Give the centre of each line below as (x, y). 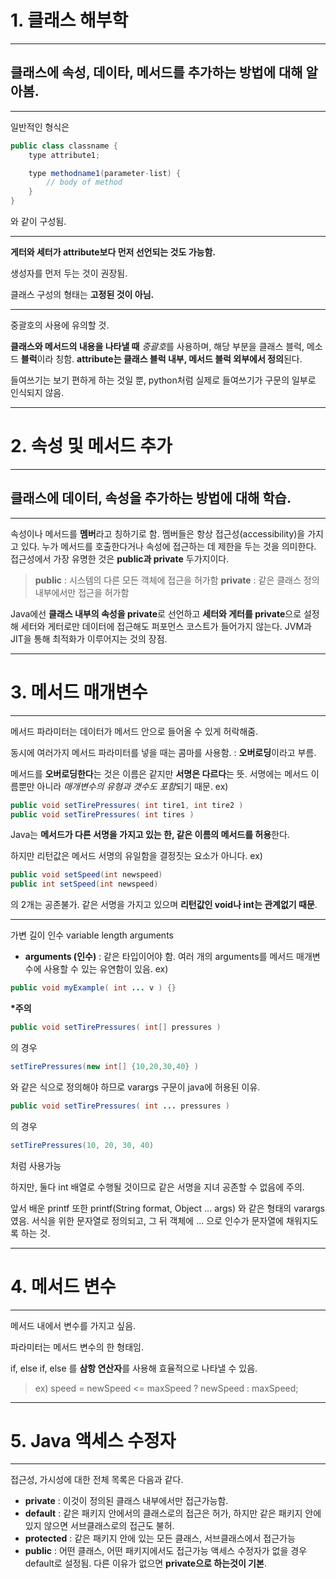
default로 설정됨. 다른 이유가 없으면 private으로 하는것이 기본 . (145, 1563)
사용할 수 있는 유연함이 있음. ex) (106, 969)
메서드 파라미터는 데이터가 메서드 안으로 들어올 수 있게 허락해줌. (134, 731)
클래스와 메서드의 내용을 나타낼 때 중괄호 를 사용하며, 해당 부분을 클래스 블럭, (157, 346)
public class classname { (64, 146)
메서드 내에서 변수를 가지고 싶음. (73, 1325)
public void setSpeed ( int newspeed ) (86, 875)
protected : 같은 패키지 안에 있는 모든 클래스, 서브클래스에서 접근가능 (160, 1538)
